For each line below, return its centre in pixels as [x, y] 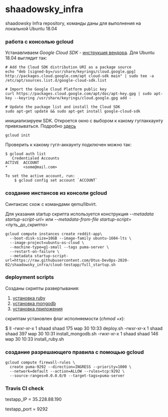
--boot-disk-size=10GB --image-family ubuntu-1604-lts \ [71, 238]
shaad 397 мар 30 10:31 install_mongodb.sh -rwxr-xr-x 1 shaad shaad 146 [82, 333]
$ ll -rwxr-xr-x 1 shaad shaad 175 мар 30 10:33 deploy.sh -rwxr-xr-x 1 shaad [84, 328]
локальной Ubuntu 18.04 [31, 28]
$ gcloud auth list [26, 154]
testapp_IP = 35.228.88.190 [33, 399]
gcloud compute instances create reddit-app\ [54, 234]
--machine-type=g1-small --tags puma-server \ [59, 247]
